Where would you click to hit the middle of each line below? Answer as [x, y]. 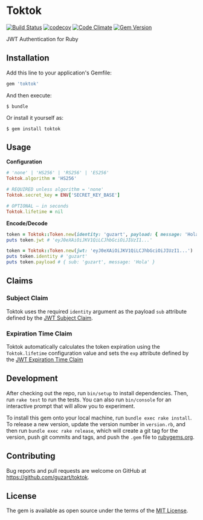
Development [32, 379]
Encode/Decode [27, 223]
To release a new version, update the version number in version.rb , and [96, 424]
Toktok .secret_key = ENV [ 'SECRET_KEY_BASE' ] [63, 195]
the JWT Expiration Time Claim [45, 360]
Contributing [31, 456]
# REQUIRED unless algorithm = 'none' [55, 189]
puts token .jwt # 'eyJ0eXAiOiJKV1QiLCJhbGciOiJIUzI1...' [79, 240]
